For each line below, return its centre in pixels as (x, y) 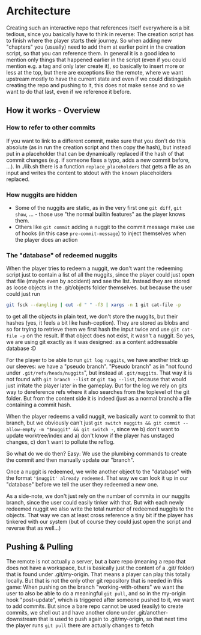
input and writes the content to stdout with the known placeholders (89, 173)
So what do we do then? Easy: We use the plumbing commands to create (97, 454)
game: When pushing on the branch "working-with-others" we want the (95, 587)
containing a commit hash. (39, 405)
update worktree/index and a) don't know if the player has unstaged (90, 436)
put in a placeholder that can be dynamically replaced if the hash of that (95, 153)
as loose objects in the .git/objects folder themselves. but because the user (99, 287)
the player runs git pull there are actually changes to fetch (80, 625)
